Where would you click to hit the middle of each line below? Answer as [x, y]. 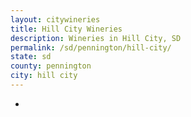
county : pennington [51, 66]
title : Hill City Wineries [66, 29]
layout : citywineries [55, 19]
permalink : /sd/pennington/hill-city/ [91, 47]
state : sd [31, 57]
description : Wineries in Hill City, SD [96, 38]
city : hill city [44, 76]
